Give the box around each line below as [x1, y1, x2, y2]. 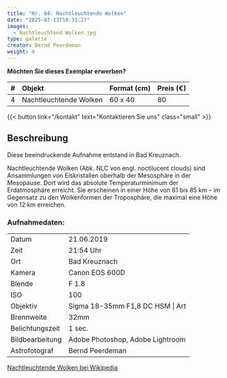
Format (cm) [109, 83, 151, 93]
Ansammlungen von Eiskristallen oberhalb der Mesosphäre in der [7, 171, 191, 179]
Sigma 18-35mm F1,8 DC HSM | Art [68, 301, 187, 311]
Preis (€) [157, 83, 187, 93]
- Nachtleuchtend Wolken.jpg [13, 29, 96, 36]
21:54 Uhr [68, 245, 102, 255]
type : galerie [7, 36, 48, 43]
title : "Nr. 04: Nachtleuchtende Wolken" [7, 10, 127, 17]
